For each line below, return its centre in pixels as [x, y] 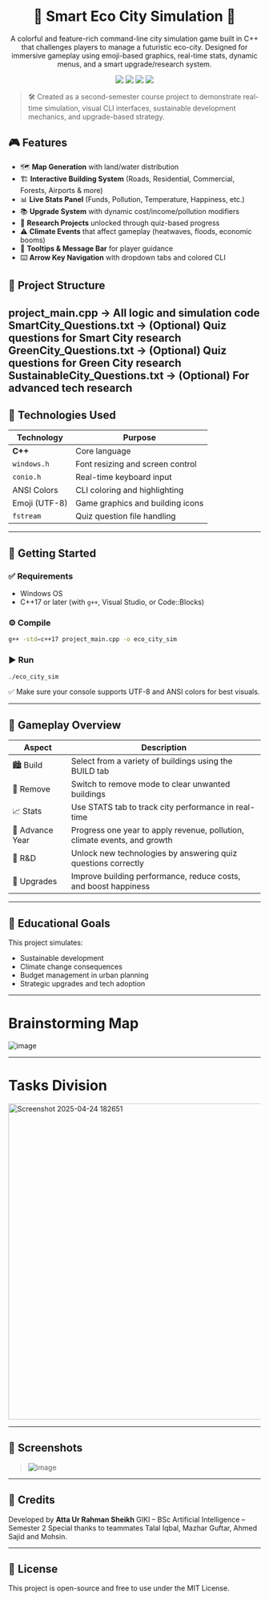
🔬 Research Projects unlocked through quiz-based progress [120, 223]
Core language [103, 451]
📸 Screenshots [46, 1448]
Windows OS [41, 594]
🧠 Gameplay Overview [65, 725]
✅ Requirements [41, 576]
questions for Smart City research [95, 338]
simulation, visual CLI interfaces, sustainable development [140, 108]
